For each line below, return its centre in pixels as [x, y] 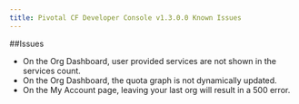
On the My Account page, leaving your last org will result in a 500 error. [156, 90]
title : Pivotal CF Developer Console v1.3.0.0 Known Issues [126, 18]
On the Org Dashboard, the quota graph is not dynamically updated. [149, 80]
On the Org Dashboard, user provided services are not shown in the [149, 61]
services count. [52, 71]
